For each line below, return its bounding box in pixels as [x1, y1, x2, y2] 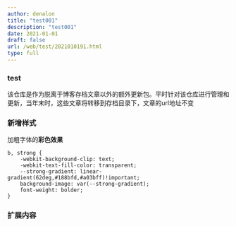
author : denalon [7, 10, 55, 18]
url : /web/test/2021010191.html [7, 43, 102, 50]
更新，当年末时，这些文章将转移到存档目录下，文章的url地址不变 [7, 99, 194, 107]
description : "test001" [7, 23, 77, 30]
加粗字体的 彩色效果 [7, 136, 63, 144]
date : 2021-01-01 [7, 30, 58, 37]
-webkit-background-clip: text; [20, 156, 115, 163]
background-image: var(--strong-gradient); [20, 181, 150, 188]
